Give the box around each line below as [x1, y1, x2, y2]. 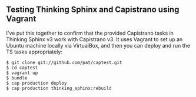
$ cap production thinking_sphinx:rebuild [6, 85, 112, 91]
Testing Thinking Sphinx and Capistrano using [6, 5, 180, 15]
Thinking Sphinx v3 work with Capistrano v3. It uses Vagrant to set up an [6, 35, 183, 43]
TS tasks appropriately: [6, 48, 63, 55]
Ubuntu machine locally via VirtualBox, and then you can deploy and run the [6, 42, 190, 49]
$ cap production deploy [6, 80, 67, 86]
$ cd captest [6, 65, 38, 71]
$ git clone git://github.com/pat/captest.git [6, 59, 122, 65]
